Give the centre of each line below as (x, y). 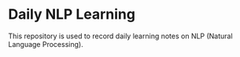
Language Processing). (46, 44)
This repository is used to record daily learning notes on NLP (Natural (121, 36)
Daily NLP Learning (72, 14)
